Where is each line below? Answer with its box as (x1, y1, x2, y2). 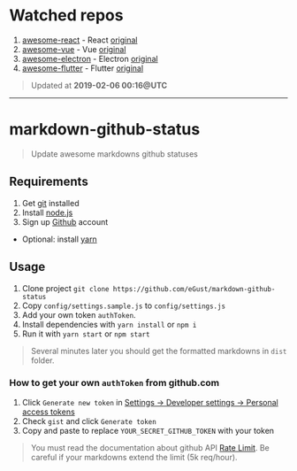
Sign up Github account (21, 216, 109, 227)
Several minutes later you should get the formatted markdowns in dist (30, 345, 287, 356)
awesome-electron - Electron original (21, 53, 158, 64)
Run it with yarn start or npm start (21, 328, 150, 339)
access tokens (21, 406, 75, 417)
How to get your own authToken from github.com (9, 377, 219, 390)
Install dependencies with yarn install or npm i (21, 319, 197, 329)
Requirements (9, 174, 88, 189)
